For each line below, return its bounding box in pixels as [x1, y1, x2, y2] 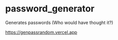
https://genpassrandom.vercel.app [5, 29, 77, 35]
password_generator [5, 3, 95, 14]
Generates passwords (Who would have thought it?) [5, 19, 113, 25]
